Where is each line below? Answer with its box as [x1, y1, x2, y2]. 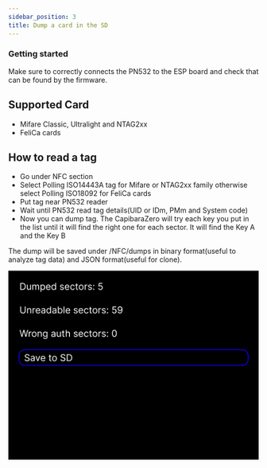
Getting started [8, 49, 69, 60]
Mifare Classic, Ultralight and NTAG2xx [19, 119, 148, 129]
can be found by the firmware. [8, 75, 108, 84]
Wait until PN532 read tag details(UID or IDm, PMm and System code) [19, 205, 249, 215]
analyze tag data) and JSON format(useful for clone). [8, 255, 183, 264]
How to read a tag [8, 151, 98, 164]
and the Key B [19, 231, 66, 240]
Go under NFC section [19, 172, 94, 181]
